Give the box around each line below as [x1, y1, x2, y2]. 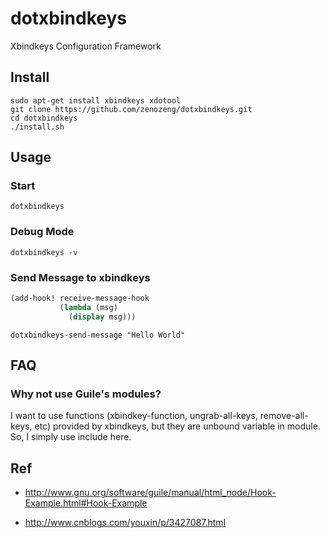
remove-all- [259, 410, 309, 422]
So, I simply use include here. [10, 431, 132, 443]
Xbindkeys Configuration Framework [10, 40, 162, 52]
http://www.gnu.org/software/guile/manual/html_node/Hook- [24, 487, 277, 499]
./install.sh [10, 122, 65, 132]
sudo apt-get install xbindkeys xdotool [10, 95, 182, 106]
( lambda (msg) [59, 302, 118, 312]
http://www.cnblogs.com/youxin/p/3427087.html [24, 517, 227, 529]
